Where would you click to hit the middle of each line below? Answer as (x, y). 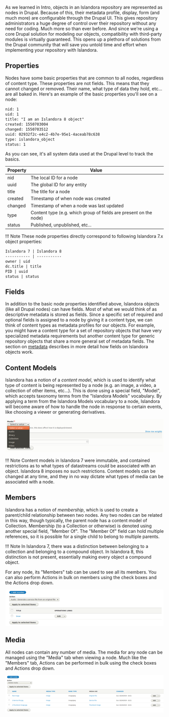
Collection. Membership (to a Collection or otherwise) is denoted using (78, 526)
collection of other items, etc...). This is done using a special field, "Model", (83, 391)
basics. (13, 159)
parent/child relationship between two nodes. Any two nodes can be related (84, 515)
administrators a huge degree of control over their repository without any (81, 23)
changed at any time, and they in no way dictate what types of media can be (84, 476)
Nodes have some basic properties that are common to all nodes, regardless (84, 78)
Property (17, 170)
